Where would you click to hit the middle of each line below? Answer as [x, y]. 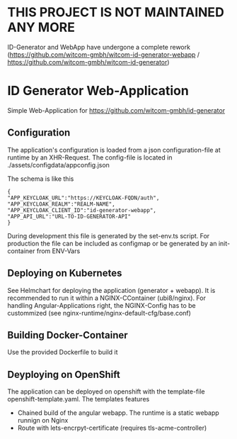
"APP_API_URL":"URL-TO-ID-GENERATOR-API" [69, 216]
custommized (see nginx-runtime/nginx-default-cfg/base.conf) [99, 313]
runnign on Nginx [43, 421]
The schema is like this [41, 179]
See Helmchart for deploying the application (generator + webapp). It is [111, 290]
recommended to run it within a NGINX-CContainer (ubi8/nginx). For [107, 298]
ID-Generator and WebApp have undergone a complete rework [99, 47]
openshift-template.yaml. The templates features [79, 399]
